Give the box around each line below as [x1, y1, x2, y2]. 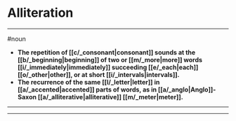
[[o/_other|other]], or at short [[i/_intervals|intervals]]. [17, 70, 180, 78]
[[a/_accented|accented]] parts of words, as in [17, 85, 157, 94]
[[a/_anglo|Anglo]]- [157, 85, 216, 94]
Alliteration [7, 5, 74, 21]
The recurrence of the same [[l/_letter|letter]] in [17, 78, 160, 86]
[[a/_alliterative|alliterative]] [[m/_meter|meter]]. [37, 92, 184, 101]
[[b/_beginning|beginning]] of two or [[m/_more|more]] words [17, 55, 202, 64]
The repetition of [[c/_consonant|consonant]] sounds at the [17, 48, 196, 57]
